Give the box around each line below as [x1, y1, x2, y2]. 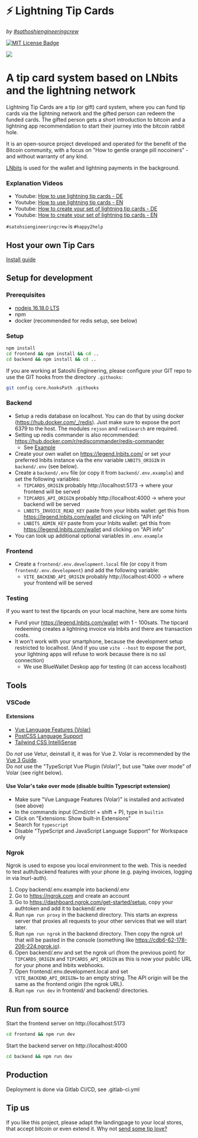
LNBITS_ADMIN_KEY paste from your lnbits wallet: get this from [23, 519, 171, 526]
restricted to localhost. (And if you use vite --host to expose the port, [14, 644, 186, 651]
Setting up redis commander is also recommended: [14, 431, 140, 438]
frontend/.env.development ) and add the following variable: [14, 567, 160, 574]
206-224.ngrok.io [14, 943, 58, 950]
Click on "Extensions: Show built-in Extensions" [14, 815, 131, 822]
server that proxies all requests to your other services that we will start [14, 917, 187, 925]
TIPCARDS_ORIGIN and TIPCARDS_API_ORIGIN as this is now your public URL [14, 955, 192, 962]
